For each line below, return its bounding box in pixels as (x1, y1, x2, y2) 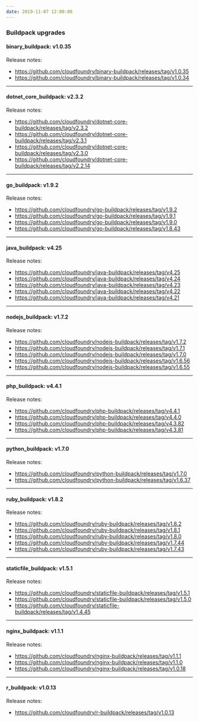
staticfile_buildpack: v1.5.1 (6, 565, 73, 572)
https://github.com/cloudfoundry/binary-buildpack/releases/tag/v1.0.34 (14, 74, 190, 81)
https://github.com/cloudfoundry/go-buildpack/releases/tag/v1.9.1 (14, 212, 176, 220)
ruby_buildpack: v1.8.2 (6, 496, 63, 503)
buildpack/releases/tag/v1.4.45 (14, 609, 91, 616)
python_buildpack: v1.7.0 (6, 445, 69, 452)
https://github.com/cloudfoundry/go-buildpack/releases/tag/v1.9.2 (14, 206, 178, 213)
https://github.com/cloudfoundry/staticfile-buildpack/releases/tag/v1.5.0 (14, 595, 191, 603)
